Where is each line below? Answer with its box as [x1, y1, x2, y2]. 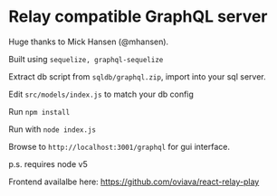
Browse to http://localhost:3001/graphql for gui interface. [8, 141, 230, 152]
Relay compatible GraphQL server [8, 6, 268, 27]
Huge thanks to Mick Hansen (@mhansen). [8, 36, 169, 47]
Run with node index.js [8, 124, 97, 135]
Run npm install [8, 106, 71, 117]
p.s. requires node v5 [8, 158, 88, 169]
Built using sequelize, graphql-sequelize [8, 53, 164, 64]
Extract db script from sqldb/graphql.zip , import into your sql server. [8, 70, 266, 82]
